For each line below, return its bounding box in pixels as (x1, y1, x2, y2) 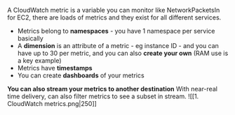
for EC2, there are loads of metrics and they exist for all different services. (7, 13, 222, 22)
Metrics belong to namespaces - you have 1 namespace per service (17, 27, 215, 35)
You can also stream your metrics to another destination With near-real (7, 85, 217, 93)
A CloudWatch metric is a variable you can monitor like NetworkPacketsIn (7, 6, 220, 14)
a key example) (17, 56, 62, 65)
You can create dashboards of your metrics (17, 71, 145, 79)
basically (17, 34, 43, 43)
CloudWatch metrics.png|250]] (7, 100, 97, 107)
